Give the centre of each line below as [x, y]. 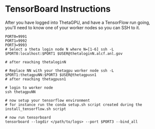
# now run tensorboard [28, 117]
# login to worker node [29, 88]
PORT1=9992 [16, 41]
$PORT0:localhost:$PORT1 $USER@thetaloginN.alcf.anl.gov [64, 54]
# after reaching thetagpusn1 [36, 79]
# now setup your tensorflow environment [48, 100]
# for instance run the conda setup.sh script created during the [74, 105]
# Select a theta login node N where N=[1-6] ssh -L [60, 49]
